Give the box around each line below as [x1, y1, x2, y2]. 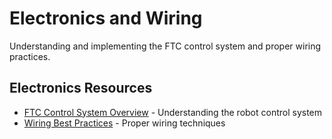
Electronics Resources [9, 80, 153, 97]
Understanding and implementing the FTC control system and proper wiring [9, 40, 322, 52]
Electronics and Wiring [9, 7, 203, 30]
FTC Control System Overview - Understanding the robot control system [23, 106, 323, 118]
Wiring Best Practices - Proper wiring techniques [23, 117, 226, 129]
